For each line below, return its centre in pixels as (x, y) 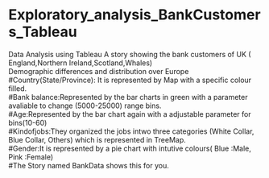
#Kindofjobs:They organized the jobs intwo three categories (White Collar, (131, 131)
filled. (18, 88)
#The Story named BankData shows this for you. (89, 165)
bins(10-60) (28, 122)
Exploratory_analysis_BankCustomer (134, 15)
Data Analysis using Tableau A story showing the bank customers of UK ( (130, 54)
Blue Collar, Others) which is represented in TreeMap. (97, 139)
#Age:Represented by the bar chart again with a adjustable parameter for (130, 114)
